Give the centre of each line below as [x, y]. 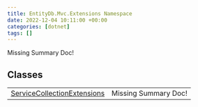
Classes [25, 75]
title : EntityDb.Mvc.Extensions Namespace [70, 14]
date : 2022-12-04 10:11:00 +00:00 [58, 20]
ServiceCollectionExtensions [58, 93]
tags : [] [20, 33]
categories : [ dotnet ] [39, 26]
